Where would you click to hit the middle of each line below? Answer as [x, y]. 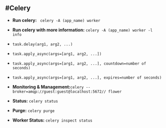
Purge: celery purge [33, 110]
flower [115, 92]
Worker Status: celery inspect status [52, 120]
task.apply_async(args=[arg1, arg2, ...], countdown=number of [79, 64]
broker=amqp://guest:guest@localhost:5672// [59, 92]
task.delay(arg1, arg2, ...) [42, 44]
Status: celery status [35, 101]
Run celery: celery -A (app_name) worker [56, 20]
